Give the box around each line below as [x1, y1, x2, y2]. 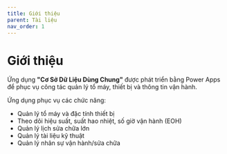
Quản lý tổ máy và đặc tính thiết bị [17, 110, 115, 118]
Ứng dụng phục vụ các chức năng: [7, 96, 106, 104]
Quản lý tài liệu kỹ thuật [17, 132, 85, 140]
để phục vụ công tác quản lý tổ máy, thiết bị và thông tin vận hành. [7, 83, 197, 91]
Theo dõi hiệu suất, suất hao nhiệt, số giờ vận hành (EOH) [17, 117, 182, 125]
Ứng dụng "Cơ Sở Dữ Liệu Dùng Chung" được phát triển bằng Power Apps [7, 75, 221, 84]
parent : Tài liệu [7, 17, 57, 23]
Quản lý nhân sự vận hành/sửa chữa [17, 139, 121, 147]
